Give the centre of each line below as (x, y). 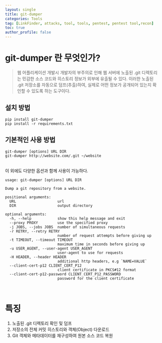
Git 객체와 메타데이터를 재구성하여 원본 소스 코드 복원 (62, 335)
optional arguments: (26, 214)
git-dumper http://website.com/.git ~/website (53, 156)
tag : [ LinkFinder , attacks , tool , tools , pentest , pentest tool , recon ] (79, 23)
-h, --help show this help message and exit (67, 218)
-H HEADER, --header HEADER (38, 257)
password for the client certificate (96, 278)
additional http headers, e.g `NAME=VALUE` (102, 261)
